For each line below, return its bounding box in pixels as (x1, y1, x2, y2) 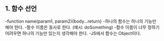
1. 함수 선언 (5, 4, 37, 13)
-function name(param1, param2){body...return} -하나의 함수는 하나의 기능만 (5, 18, 157, 24)
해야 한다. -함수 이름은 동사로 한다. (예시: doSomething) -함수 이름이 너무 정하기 (5, 24, 160, 30)
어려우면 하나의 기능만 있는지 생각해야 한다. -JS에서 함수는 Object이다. (5, 30, 141, 36)
